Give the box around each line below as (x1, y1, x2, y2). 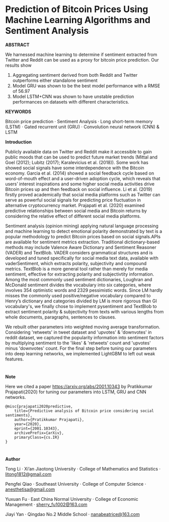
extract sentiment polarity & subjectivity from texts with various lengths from (5, 308, 164, 315)
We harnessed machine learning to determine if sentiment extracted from (5, 51, 157, 58)
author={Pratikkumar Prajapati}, (14, 417, 84, 423)
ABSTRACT (5, 41, 30, 47)
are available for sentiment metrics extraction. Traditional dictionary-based (5, 239, 160, 245)
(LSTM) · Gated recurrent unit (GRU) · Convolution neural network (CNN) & (5, 124, 159, 130)
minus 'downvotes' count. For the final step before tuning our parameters (5, 345, 157, 351)
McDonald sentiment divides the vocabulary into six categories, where (5, 282, 151, 288)
